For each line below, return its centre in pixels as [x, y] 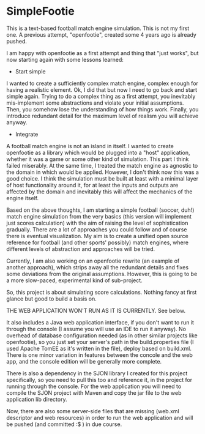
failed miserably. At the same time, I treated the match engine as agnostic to [102, 165]
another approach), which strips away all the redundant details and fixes [97, 267]
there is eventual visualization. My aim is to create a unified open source [97, 236]
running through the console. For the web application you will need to [94, 386]
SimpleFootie [40, 11]
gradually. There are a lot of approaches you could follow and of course [97, 229]
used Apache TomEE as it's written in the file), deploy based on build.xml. [99, 348]
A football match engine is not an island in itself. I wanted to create [90, 146]
